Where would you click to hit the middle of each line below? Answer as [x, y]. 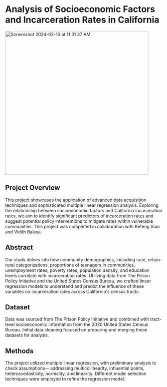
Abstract [19, 248]
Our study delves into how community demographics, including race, [76, 259]
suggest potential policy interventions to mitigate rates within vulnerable [79, 221]
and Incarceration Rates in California [82, 20]
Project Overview [33, 188]
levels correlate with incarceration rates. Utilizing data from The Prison [78, 275]
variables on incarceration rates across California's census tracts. [73, 291]
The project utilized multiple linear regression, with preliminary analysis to [81, 363]
